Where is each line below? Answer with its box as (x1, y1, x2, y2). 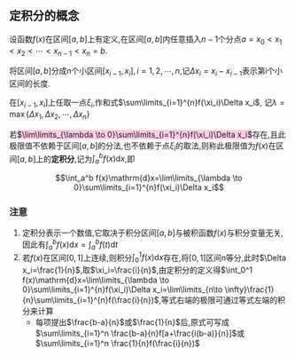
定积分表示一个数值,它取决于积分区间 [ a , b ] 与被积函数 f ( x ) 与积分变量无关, (21, 227, 283, 238)
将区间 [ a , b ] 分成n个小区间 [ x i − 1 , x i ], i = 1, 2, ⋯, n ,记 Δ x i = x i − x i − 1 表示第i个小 (9, 66, 283, 78)
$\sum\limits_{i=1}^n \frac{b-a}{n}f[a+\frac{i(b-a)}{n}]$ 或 (35, 328, 245, 339)
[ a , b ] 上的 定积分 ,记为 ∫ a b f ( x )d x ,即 (17, 152, 136, 166)
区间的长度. (9, 78, 51, 89)
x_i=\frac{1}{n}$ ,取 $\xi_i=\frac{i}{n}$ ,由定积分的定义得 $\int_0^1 (21, 265, 252, 275)
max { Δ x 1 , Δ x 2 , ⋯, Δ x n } (9, 109, 90, 122)
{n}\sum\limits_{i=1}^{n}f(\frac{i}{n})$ (21, 295, 159, 305)
